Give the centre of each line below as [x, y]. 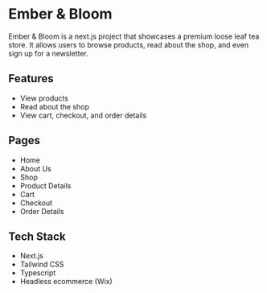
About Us [36, 168]
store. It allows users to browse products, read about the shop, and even [129, 44]
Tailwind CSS [42, 264]
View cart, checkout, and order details [83, 115]
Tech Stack [37, 236]
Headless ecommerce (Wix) [66, 282]
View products [44, 98]
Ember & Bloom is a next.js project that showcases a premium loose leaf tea [134, 36]
